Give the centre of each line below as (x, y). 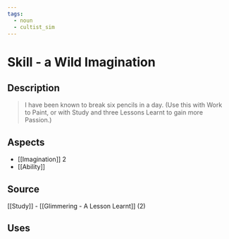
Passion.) (38, 120)
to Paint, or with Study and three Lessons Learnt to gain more (113, 112)
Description (33, 88)
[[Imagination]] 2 (42, 159)
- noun (23, 21)
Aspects (26, 142)
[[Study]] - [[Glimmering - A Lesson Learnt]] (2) (76, 206)
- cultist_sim (34, 27)
